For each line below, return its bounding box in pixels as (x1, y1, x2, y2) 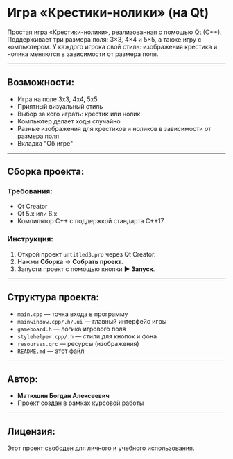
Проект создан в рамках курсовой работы (17, 399, 144, 407)
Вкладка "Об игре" (17, 139, 74, 147)
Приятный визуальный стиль (17, 102, 103, 110)
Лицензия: (7, 425, 55, 438)
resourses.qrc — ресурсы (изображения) (17, 339, 140, 347)
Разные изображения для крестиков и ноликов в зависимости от (17, 124, 212, 132)
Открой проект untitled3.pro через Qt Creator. (17, 250, 156, 258)
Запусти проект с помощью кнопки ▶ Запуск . (17, 265, 155, 273)
